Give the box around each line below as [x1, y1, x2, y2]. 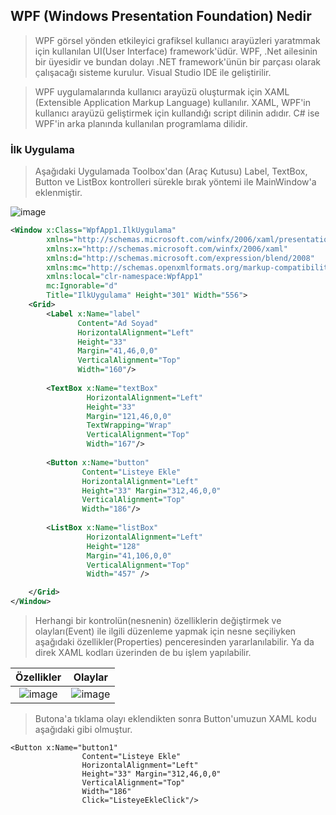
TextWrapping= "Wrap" [86, 420, 172, 431]
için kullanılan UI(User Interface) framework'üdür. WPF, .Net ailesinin [34, 45, 318, 57]
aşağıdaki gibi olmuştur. [34, 724, 133, 736]
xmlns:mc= [46, 262, 87, 273]
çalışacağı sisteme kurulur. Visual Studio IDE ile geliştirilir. [34, 66, 272, 78]
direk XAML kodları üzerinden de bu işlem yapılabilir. [34, 647, 252, 659]
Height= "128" [86, 541, 141, 551]
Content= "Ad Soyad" [77, 318, 159, 328]
